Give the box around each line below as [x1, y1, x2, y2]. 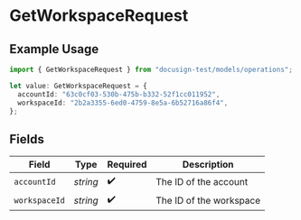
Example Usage [9, 41, 99, 57]
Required [107, 159, 147, 171]
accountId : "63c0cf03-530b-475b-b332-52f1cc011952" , [17, 89, 221, 99]
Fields [9, 132, 45, 147]
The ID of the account [155, 175, 249, 188]
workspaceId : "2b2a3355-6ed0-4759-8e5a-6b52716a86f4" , [17, 98, 229, 107]
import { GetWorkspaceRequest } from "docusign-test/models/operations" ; [9, 65, 294, 74]
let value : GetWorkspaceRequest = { [9, 81, 147, 90]
